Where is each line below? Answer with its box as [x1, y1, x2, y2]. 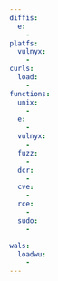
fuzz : [17, 148, 39, 157]
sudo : [17, 216, 39, 226]
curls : [9, 65, 34, 74]
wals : [9, 241, 30, 250]
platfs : [9, 38, 39, 48]
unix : [17, 97, 39, 107]
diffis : [9, 13, 39, 23]
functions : [9, 89, 51, 98]
